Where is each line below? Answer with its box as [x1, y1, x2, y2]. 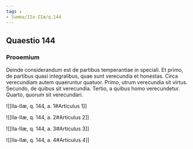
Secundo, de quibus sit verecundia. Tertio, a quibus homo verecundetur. [6, 85, 180, 92]
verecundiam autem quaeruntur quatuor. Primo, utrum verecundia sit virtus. [6, 79, 188, 86]
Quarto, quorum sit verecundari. [6, 91, 84, 98]
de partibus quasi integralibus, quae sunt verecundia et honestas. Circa [6, 72, 178, 79]
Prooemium [6, 53, 40, 61]
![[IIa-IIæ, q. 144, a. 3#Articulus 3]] [6, 125, 89, 132]
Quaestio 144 [6, 36, 56, 46]
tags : [6, 8, 22, 15]
